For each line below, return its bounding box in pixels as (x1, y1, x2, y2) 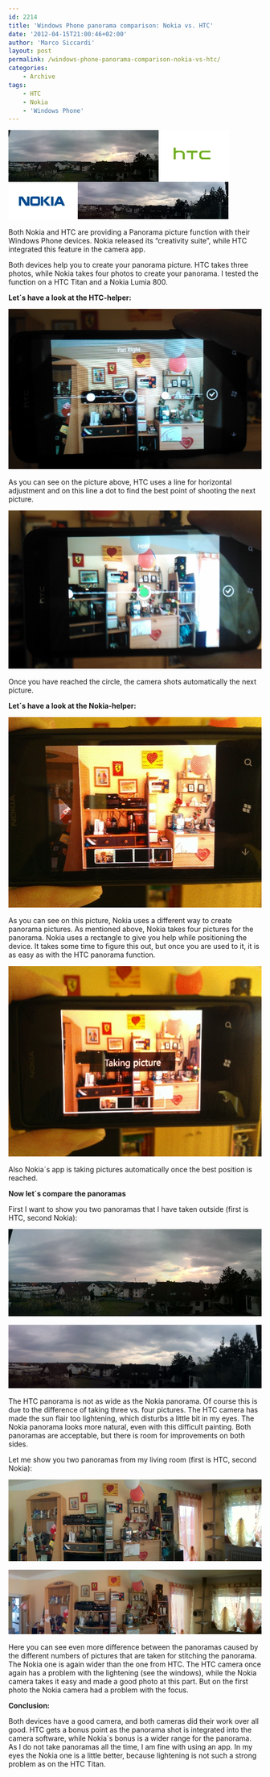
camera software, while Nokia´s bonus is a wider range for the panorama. (8, 1733, 252, 1743)
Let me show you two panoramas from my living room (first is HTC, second (8, 1454, 257, 1464)
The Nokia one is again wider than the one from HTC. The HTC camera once (8, 1659, 262, 1669)
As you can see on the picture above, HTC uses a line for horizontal (8, 477, 232, 487)
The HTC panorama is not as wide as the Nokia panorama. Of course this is (8, 1396, 258, 1406)
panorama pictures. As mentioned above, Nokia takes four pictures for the (8, 924, 254, 934)
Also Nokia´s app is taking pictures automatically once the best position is (8, 1164, 253, 1174)
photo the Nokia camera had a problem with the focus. (8, 1685, 189, 1695)
